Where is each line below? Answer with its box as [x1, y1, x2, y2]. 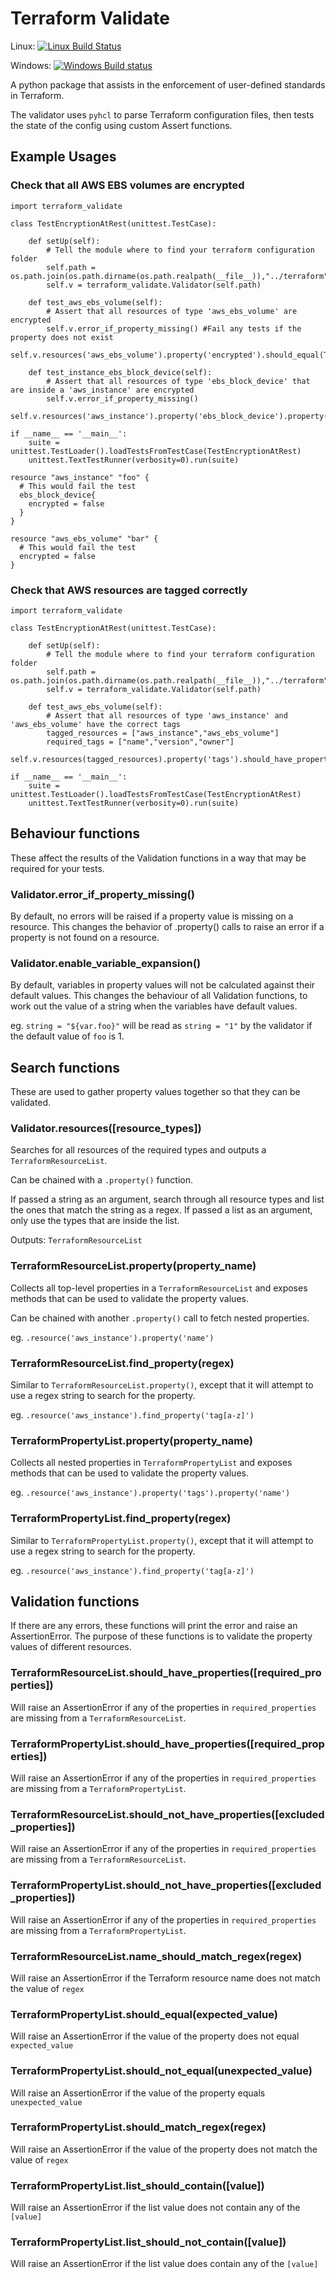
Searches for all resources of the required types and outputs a [10, 1144, 267, 1156]
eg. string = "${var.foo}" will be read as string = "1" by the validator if [10, 1020, 313, 1032]
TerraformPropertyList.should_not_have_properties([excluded [10, 1878, 322, 1892]
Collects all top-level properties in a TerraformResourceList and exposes [10, 1282, 308, 1294]
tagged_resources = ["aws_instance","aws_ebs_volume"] [46, 728, 280, 738]
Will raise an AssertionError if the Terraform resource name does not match [10, 1972, 321, 1984]
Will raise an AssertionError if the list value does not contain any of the [10, 2202, 301, 2214]
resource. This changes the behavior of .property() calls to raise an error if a [10, 921, 325, 933]
